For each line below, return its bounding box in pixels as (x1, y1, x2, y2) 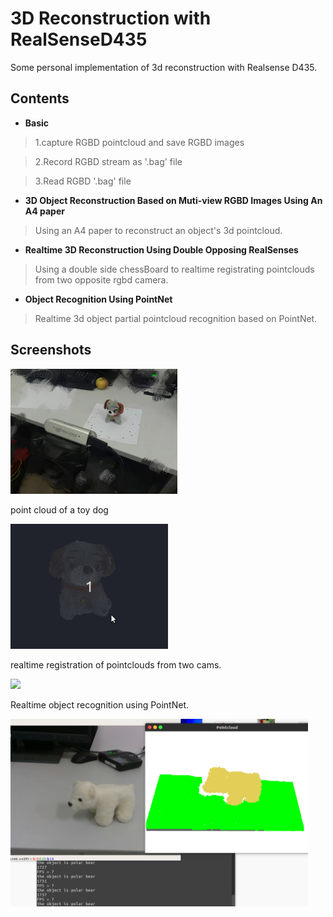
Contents (10, 90, 70, 107)
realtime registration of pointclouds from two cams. (10, 658, 222, 671)
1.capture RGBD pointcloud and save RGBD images (34, 136, 245, 148)
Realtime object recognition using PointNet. (10, 698, 190, 711)
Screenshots (10, 342, 92, 359)
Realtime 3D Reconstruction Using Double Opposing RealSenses (24, 243, 299, 256)
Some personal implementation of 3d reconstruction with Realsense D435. (10, 61, 318, 73)
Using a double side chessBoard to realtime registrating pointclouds (34, 263, 315, 275)
